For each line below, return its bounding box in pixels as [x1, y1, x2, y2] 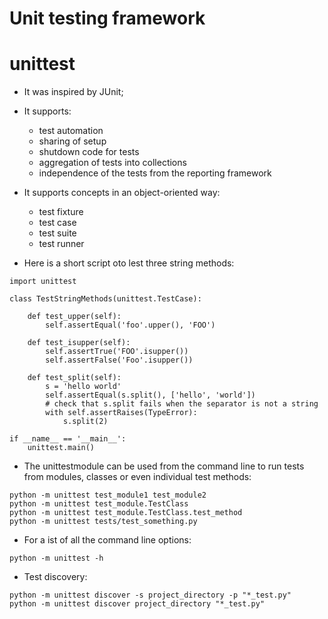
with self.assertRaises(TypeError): [45, 408, 198, 418]
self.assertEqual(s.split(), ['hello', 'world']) [45, 390, 256, 401]
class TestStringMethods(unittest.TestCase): [9, 294, 202, 304]
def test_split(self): [27, 373, 122, 383]
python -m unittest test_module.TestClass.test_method [9, 508, 243, 518]
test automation [38, 125, 104, 137]
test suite [38, 227, 77, 239]
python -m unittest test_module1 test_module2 [9, 490, 207, 501]
